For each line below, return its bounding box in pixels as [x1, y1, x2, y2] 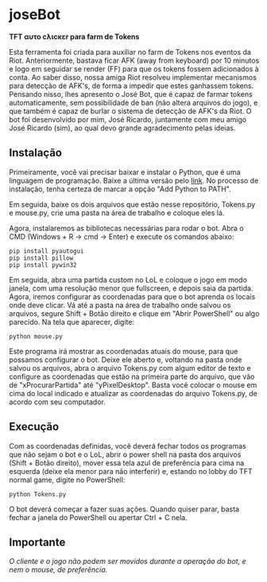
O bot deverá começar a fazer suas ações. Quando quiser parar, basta [9, 504, 240, 514]
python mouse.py [9, 332, 63, 341]
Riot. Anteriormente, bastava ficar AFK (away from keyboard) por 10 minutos [9, 56, 260, 65]
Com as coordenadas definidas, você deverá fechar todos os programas [9, 441, 246, 450]
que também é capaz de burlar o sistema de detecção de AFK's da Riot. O [9, 106, 252, 116]
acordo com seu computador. [9, 397, 106, 407]
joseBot [9, 6, 61, 24]
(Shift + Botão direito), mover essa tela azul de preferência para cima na [9, 458, 245, 468]
